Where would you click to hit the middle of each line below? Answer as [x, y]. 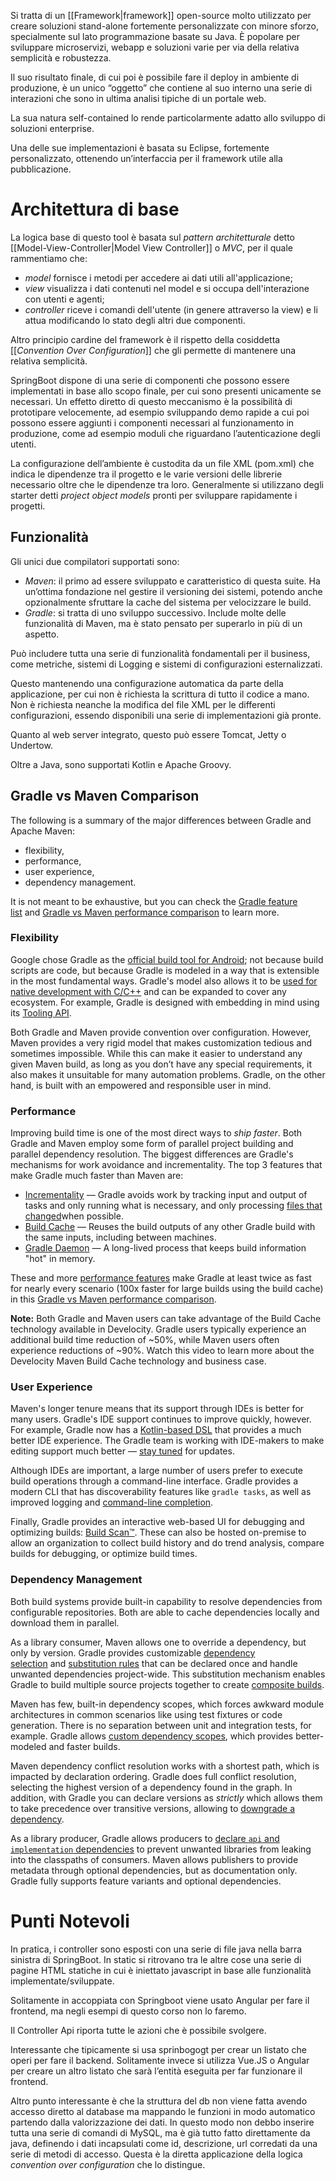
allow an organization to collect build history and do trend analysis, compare [167, 1543]
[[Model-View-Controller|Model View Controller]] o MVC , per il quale [151, 247]
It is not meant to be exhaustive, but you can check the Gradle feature [154, 901]
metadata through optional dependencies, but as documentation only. [154, 1870]
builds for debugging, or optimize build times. [104, 1554]
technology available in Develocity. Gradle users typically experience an [158, 1329]
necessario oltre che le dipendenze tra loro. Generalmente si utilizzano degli [167, 484]
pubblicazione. [41, 169]
